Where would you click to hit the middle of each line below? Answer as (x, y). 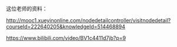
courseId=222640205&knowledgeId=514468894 (66, 26)
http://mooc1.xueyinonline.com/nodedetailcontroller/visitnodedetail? (88, 20)
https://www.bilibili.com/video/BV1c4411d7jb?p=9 (66, 38)
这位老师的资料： (27, 9)
